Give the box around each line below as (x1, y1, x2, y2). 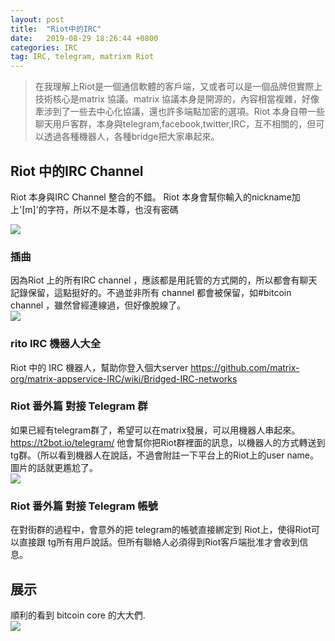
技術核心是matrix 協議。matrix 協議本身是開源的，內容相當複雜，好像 (34, 93, 320, 105)
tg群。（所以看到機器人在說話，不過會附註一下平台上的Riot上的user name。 (10, 449, 319, 461)
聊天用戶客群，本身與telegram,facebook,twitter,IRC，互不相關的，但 (34, 118, 317, 130)
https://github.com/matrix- (190, 361, 300, 373)
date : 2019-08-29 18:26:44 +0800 (10, 33, 159, 43)
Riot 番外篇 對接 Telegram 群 (10, 399, 148, 413)
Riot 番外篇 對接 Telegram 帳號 (10, 499, 158, 513)
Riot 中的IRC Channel (10, 162, 144, 180)
